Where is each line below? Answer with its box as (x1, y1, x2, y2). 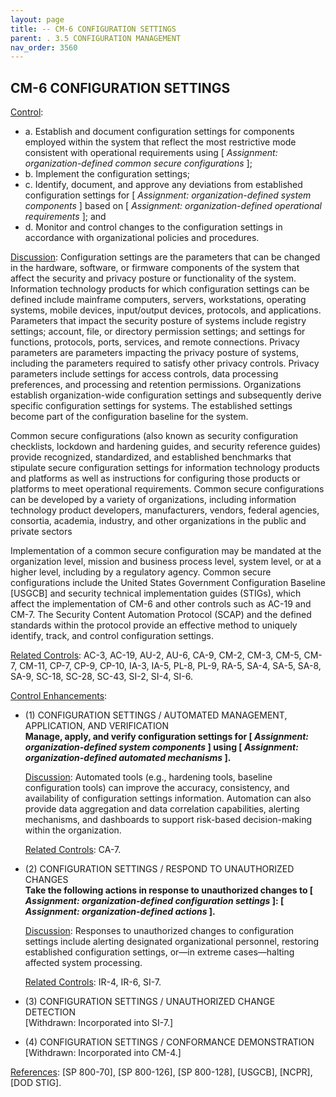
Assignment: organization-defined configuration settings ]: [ (24, 895, 285, 907)
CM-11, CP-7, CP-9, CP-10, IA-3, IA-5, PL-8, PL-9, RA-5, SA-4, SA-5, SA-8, (19, 660, 322, 672)
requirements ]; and (24, 211, 107, 223)
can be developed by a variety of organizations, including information (10, 494, 297, 506)
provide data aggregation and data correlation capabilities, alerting (24, 803, 300, 815)
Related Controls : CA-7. (24, 844, 122, 856)
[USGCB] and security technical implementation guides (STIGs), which (10, 587, 302, 600)
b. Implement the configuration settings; (24, 168, 191, 180)
